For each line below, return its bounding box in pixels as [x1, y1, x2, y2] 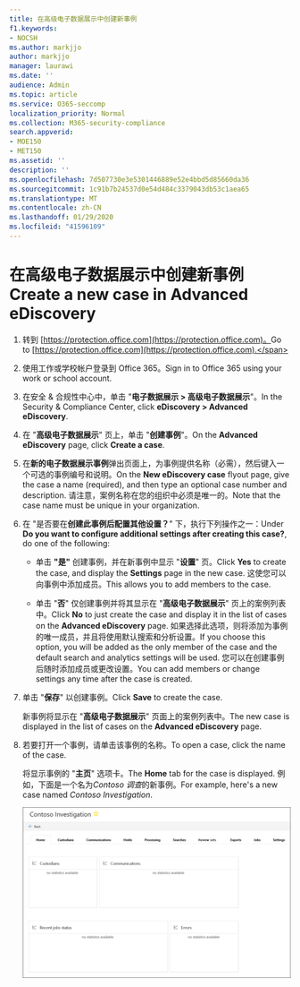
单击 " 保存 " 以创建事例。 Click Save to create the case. [21, 691, 223, 702]
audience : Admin [9, 81, 70, 90]
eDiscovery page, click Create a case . [21, 439, 165, 450]
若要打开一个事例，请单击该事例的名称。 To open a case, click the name [21, 739, 286, 750]
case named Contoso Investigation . [21, 789, 154, 800]
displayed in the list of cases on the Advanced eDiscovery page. [21, 721, 262, 732]
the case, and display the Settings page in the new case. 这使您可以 [35, 567, 287, 578]
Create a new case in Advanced [9, 285, 248, 305]
